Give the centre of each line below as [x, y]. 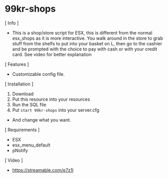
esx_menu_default [31, 145]
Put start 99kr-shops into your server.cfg [56, 110]
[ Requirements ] [22, 130]
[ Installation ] [19, 84]
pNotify [20, 150]
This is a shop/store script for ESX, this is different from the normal [82, 33]
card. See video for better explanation [52, 54]
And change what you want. [41, 120]
